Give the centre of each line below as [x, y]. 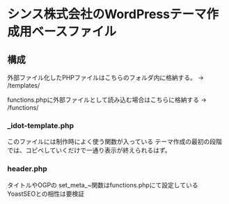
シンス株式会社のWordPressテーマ [107, 14]
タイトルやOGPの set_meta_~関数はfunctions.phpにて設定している [103, 185]
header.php [27, 169]
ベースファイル [74, 32]
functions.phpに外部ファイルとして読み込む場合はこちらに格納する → [107, 100]
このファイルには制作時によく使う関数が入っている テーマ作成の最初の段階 [115, 142]
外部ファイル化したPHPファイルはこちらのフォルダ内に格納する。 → [105, 78]
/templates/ [24, 85]
